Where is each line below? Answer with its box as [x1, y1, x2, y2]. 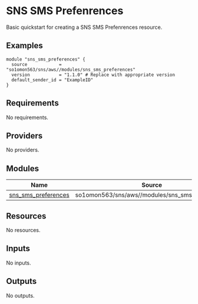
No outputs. [6, 292, 35, 299]
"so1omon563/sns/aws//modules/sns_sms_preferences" [6, 67, 136, 72]
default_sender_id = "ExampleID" [11, 77, 94, 83]
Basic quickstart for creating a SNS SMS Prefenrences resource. [6, 24, 163, 31]
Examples [6, 41, 43, 51]
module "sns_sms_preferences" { [6, 56, 85, 62]
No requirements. [6, 114, 49, 121]
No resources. [6, 227, 41, 233]
